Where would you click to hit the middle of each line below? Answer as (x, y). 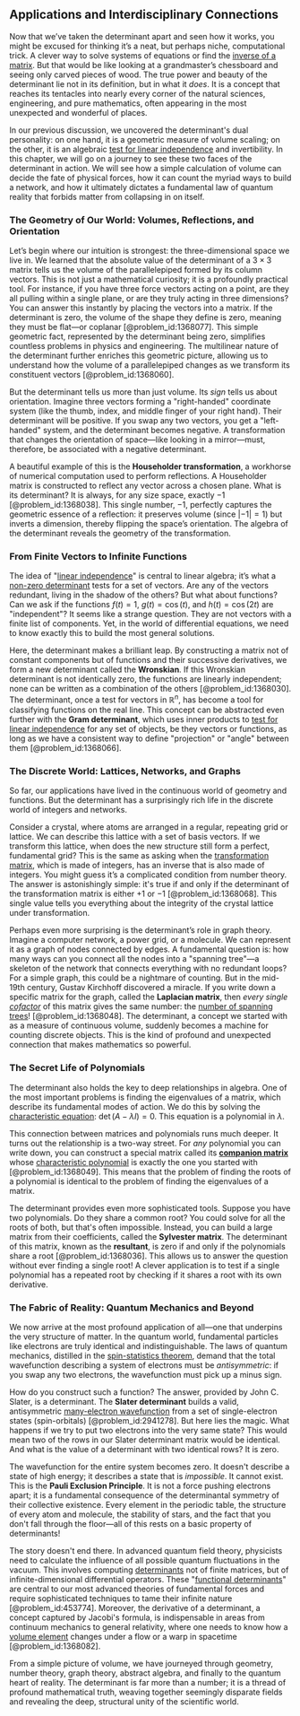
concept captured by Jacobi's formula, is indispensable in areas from (137, 1617)
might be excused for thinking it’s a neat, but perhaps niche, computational (147, 46)
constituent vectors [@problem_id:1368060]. (92, 375)
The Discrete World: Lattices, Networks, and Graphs (125, 771)
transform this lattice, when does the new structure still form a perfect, (140, 846)
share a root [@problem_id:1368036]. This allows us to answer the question (149, 1256)
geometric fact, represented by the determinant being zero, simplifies (137, 336)
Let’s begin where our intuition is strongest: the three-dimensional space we (150, 251)
